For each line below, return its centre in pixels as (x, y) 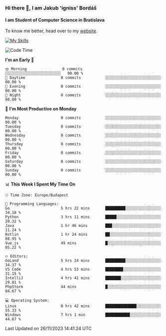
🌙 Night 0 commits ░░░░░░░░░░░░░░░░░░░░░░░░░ (83, 95)
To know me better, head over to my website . (51, 31)
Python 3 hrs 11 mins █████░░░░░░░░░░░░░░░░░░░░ (83, 217)
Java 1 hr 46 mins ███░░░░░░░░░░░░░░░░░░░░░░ (83, 226)
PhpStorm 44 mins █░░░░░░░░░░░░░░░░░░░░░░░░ (83, 287)
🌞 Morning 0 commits (44, 69)
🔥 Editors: (17, 256)
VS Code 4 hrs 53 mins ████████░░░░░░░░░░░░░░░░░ (83, 269)
